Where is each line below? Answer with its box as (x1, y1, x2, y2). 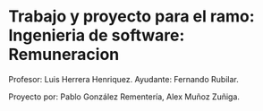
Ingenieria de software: (8, 25, 185, 46)
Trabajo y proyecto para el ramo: (8, 6, 256, 27)
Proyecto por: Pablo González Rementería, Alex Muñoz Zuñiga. (8, 91, 241, 102)
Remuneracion (8, 45, 120, 64)
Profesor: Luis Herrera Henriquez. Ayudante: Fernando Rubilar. (8, 73, 239, 84)
